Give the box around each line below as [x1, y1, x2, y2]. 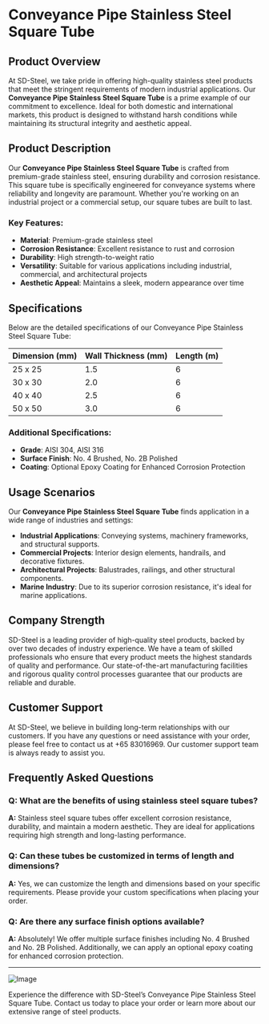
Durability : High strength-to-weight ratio [19, 253, 155, 262]
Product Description [8, 142, 111, 156]
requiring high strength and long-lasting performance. [8, 831, 187, 840]
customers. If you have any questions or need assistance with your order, [8, 730, 251, 740]
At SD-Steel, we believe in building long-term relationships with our [8, 722, 230, 732]
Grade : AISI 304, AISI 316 [19, 445, 104, 455]
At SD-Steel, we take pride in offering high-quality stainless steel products [8, 76, 254, 85]
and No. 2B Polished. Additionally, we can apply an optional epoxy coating [8, 942, 254, 952]
